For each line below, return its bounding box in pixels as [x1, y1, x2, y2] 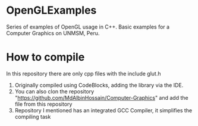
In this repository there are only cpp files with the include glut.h [6, 70, 161, 77]
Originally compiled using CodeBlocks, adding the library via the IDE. [14, 81, 184, 89]
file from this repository [14, 100, 73, 108]
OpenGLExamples [6, 4, 97, 17]
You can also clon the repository [14, 87, 95, 95]
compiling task [14, 113, 51, 120]
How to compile [6, 51, 85, 64]
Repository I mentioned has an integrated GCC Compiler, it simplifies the [14, 106, 192, 114]
